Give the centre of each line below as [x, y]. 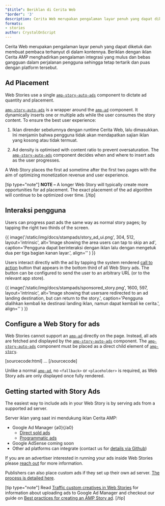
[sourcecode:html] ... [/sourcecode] [41, 361]
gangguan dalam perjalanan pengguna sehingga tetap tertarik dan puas [78, 62]
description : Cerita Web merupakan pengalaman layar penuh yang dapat [79, 19]
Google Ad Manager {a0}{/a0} [43, 428]
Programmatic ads [38, 438]
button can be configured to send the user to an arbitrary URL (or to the [78, 273]
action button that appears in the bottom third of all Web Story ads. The [77, 268]
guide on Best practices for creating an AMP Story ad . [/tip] [65, 498]
